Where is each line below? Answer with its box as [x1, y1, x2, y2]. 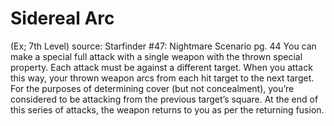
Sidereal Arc [10, 7, 115, 30]
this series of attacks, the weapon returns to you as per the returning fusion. [10, 103, 325, 116]
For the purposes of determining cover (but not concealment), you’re [10, 82, 295, 94]
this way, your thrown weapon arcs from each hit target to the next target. [10, 72, 315, 84]
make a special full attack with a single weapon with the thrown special [10, 50, 303, 62]
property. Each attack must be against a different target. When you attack [10, 61, 313, 73]
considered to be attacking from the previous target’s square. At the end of [10, 93, 319, 105]
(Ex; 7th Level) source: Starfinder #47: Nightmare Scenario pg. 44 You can [10, 40, 317, 52]
